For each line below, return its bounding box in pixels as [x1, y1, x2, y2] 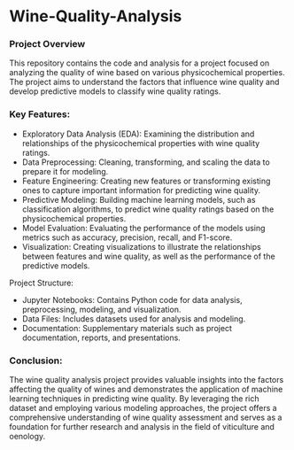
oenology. [9, 431, 46, 442]
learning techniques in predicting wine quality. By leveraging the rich [9, 393, 259, 404]
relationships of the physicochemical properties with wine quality [21, 137, 260, 148]
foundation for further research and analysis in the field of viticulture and [9, 422, 275, 432]
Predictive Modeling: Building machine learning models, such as [21, 194, 256, 205]
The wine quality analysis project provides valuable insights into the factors [9, 375, 284, 385]
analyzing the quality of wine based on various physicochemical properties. [9, 67, 285, 78]
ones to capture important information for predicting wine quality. [21, 184, 261, 196]
